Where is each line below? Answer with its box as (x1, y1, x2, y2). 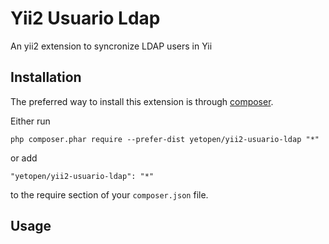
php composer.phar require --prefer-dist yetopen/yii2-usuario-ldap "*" (10, 134, 320, 144)
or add (10, 152, 38, 164)
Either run (10, 115, 51, 127)
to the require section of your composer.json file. (10, 188, 209, 201)
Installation (10, 69, 82, 86)
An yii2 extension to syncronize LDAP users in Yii (10, 40, 213, 52)
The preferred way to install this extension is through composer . (10, 95, 274, 107)
